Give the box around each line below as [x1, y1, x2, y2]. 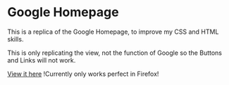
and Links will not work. [7, 55, 76, 64]
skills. [7, 34, 24, 43]
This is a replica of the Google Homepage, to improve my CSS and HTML [7, 27, 219, 36]
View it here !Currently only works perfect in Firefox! [7, 70, 159, 78]
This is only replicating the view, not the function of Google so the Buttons [7, 48, 222, 57]
